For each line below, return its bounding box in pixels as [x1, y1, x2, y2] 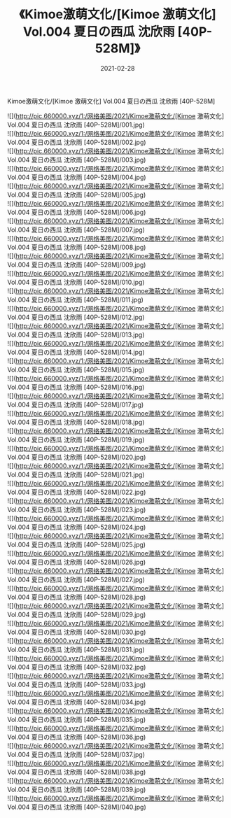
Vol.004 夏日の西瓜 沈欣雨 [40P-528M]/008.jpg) [7, 243, 146, 251]
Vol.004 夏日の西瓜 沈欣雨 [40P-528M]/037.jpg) [7, 750, 146, 759]
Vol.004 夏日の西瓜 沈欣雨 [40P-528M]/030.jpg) [7, 628, 146, 636]
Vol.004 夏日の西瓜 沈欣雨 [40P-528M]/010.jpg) [7, 278, 145, 286]
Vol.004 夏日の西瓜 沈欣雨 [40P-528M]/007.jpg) [7, 225, 146, 234]
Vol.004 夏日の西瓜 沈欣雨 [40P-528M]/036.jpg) [7, 733, 146, 741]
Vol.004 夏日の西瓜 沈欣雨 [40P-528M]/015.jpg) [7, 365, 145, 374]
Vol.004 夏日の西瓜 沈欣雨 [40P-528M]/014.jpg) [7, 348, 145, 356]
